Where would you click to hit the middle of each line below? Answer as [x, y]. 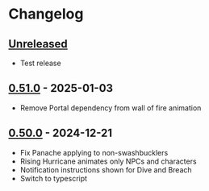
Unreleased [38, 44]
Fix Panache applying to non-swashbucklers [94, 152]
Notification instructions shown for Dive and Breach [106, 169]
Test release [41, 63]
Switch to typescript [53, 178]
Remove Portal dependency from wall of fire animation [111, 108]
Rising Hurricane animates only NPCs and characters [108, 161]
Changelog [46, 14]
